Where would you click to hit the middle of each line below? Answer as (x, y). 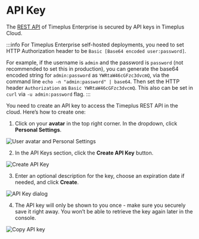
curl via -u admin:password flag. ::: (49, 94)
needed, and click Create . (47, 182)
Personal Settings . (38, 130)
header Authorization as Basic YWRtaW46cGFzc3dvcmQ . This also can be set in (100, 87)
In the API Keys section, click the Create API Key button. (84, 153)
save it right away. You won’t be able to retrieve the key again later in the (104, 211)
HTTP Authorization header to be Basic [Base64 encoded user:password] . (96, 51)
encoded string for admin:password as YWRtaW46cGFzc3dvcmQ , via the (88, 75)
